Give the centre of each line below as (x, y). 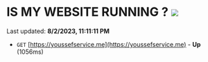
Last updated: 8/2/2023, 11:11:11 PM (58, 31)
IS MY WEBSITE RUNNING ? (88, 12)
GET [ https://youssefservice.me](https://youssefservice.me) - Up (109, 44)
